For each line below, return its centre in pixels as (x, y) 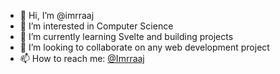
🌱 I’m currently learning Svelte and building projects (126, 36)
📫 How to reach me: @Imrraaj (82, 58)
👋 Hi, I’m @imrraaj (57, 15)
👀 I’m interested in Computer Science (96, 26)
